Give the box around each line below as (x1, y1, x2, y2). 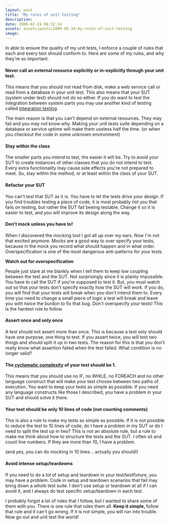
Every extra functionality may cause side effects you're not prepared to (5, 165, 154, 171)
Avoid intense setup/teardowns (5, 461, 73, 467)
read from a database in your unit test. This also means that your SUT (5, 89, 150, 95)
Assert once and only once (5, 317, 63, 323)
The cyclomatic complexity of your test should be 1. (5, 362, 116, 368)
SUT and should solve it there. (5, 395, 68, 401)
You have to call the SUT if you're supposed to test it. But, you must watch (5, 279, 160, 285)
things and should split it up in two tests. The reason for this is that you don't (5, 340, 165, 346)
